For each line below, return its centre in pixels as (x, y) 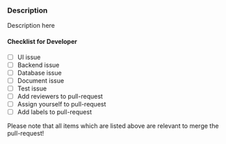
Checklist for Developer (42, 41)
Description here (31, 26)
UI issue (29, 57)
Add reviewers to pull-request (60, 96)
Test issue (32, 88)
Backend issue (38, 65)
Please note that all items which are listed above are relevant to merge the (113, 126)
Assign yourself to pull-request (62, 104)
